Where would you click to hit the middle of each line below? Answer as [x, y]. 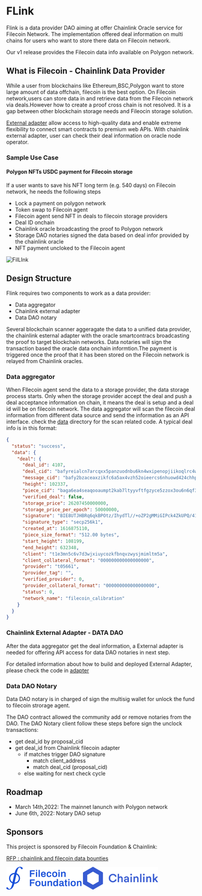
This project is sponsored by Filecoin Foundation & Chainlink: [82, 847]
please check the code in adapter [48, 670]
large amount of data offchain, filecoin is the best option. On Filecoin [91, 92]
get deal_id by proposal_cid [49, 741]
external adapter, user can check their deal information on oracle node [94, 135]
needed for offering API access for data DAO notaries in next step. [88, 652]
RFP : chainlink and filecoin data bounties [57, 858]
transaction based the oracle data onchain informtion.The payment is [92, 348]
